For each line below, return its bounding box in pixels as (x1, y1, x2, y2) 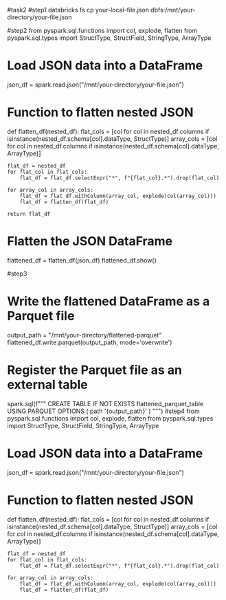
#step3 (7, 269, 27, 278)
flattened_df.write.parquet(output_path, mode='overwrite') (7, 338, 172, 346)
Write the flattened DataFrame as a (7, 293, 210, 309)
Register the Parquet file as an (7, 362, 182, 377)
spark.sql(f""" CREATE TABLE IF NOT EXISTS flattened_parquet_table (7, 399, 204, 408)
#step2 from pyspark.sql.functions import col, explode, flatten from (7, 27, 198, 34)
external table (7, 377, 88, 392)
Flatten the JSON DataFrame (7, 234, 173, 249)
